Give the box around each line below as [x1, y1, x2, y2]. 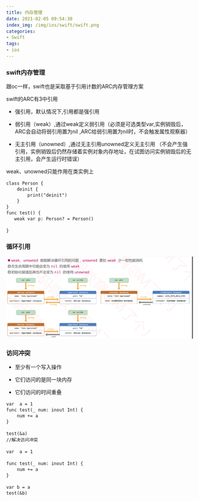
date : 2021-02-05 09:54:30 [6, 15, 73, 22]
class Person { [6, 180, 44, 186]
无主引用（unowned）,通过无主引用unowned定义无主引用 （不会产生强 [14, 141, 188, 148]
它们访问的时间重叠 [14, 388, 62, 396]
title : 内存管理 [6, 9, 43, 15]
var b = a [6, 484, 31, 490]
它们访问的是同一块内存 [14, 376, 72, 383]
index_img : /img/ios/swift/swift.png [6, 22, 99, 28]
